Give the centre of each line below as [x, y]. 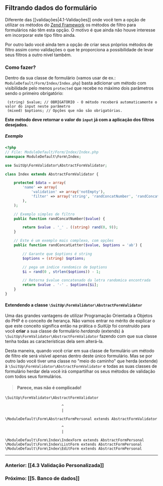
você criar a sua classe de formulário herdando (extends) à [65, 331]
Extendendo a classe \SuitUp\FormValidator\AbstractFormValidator [74, 305]
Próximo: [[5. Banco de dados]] [42, 478]
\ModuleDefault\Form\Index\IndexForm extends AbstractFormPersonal [75, 440]
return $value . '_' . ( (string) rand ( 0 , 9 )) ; [70, 227]
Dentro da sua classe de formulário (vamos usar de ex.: [60, 78]
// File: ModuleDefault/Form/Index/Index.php [52, 152]
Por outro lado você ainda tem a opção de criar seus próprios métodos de [79, 44]
